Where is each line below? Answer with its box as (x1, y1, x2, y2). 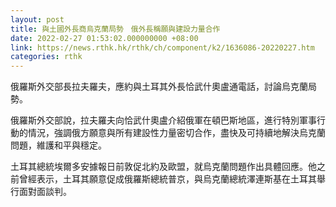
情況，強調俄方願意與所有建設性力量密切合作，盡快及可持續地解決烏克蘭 (27, 127, 326, 139)
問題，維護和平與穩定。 (10, 139, 107, 151)
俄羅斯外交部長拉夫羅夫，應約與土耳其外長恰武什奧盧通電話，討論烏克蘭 (10, 81, 308, 93)
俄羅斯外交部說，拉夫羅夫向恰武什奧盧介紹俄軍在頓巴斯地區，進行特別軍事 (10, 114, 317, 126)
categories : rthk (10, 52, 83, 62)
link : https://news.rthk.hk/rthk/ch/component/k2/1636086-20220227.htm (10, 42, 315, 53)
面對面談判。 (18, 186, 72, 198)
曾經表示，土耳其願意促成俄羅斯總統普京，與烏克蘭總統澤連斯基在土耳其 (18, 173, 317, 185)
